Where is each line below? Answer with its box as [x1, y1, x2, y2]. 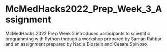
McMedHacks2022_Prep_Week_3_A [5, 3, 162, 15]
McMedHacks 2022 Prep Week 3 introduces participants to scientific [5, 30, 150, 36]
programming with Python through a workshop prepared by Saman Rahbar [5, 36, 162, 42]
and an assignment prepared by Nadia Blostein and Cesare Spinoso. [5, 41, 149, 47]
